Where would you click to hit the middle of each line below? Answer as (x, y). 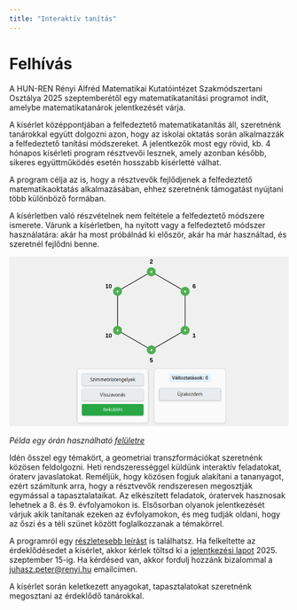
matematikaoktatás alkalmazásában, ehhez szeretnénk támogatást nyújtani (146, 189)
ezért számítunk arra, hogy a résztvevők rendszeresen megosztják (131, 486)
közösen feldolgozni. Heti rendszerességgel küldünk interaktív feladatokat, (145, 467)
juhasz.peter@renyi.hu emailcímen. (74, 569)
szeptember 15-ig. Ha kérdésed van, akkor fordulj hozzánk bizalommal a (141, 559)
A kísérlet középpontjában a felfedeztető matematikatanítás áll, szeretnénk (145, 124)
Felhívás (41, 63)
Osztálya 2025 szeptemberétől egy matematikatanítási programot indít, (139, 98)
